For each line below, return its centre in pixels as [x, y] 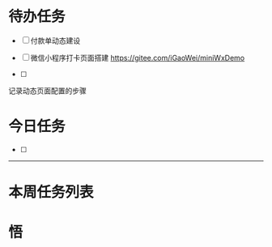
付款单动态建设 [55, 40]
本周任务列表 [51, 192]
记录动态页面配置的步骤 [47, 91]
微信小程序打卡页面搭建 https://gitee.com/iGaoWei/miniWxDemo [138, 57]
